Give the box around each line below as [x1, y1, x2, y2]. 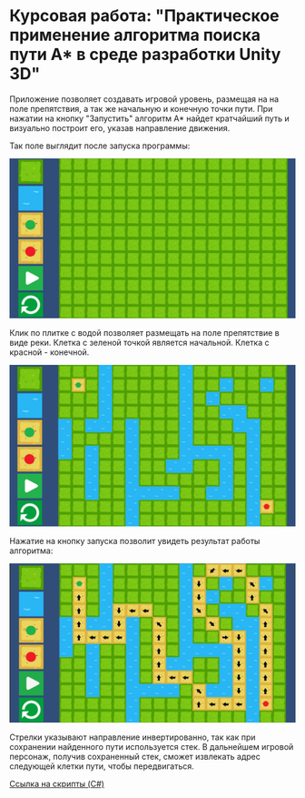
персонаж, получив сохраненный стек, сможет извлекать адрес [9, 752, 261, 763]
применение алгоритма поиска [9, 25, 261, 45]
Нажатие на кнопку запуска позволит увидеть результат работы [9, 535, 261, 546]
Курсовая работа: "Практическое [9, 5, 280, 26]
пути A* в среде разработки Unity [9, 45, 281, 65]
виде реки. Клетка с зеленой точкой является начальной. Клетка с [9, 338, 270, 348]
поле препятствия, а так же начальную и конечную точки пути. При [9, 103, 273, 114]
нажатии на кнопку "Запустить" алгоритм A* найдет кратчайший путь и [9, 113, 290, 124]
